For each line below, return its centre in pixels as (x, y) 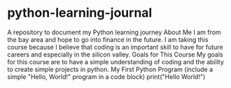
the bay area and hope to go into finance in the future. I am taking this (108, 39)
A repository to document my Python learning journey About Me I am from (114, 32)
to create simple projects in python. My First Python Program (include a (110, 69)
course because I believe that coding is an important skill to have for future (115, 47)
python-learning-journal (80, 13)
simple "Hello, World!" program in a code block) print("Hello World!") (106, 76)
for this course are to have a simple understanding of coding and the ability (115, 61)
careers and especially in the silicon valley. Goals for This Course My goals (115, 54)
